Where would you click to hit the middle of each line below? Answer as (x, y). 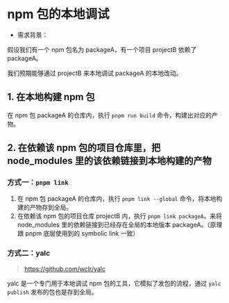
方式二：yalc (29, 253)
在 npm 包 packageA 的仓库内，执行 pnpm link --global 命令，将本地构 (120, 199)
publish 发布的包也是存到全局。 (53, 292)
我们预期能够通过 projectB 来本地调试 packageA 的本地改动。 (95, 73)
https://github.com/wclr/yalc (65, 269)
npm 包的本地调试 (58, 14)
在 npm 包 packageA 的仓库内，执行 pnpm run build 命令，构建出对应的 (110, 115)
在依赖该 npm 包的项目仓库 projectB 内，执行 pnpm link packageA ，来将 (119, 216)
